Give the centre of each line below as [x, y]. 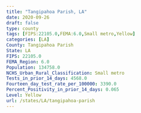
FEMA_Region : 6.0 [28, 62]
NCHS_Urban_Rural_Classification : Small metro [65, 73]
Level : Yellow [24, 95]
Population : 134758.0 [33, 67]
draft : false [22, 23]
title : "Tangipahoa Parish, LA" [46, 12]
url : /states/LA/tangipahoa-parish [51, 100]
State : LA [19, 51]
